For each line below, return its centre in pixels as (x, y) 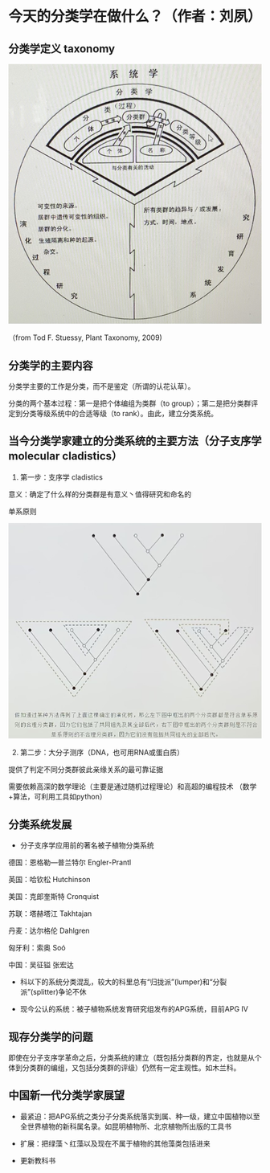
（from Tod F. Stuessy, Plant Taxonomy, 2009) (85, 337)
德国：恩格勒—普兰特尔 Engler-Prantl (70, 862)
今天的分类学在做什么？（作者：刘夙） (135, 16)
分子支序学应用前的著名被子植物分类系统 (87, 845)
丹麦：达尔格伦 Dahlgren (49, 931)
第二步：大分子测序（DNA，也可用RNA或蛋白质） (102, 753)
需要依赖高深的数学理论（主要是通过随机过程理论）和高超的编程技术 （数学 (133, 787)
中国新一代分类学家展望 (66, 1095)
